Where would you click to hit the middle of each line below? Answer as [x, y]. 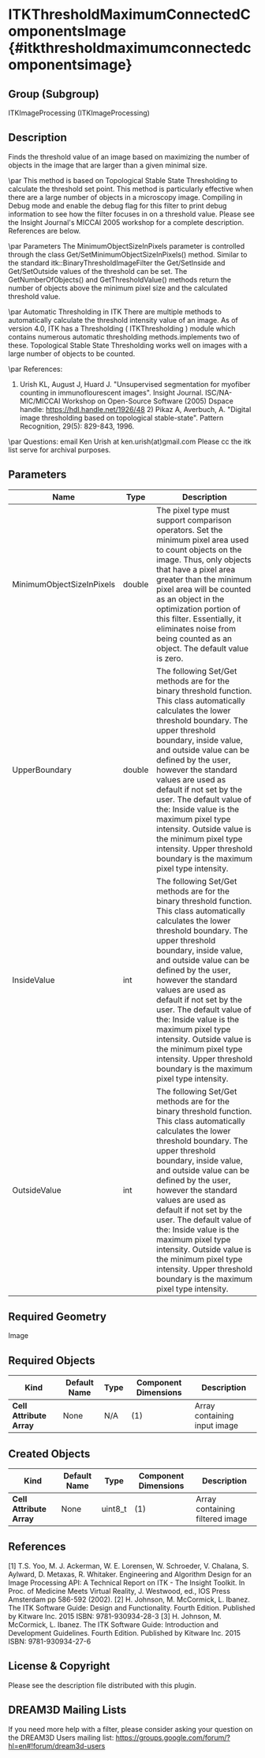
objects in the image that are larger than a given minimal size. [108, 165]
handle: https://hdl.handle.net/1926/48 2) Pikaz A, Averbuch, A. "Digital [135, 409]
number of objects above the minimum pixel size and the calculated [118, 288]
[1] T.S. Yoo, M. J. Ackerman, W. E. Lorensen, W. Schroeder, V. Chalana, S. [129, 1565]
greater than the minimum [204, 579]
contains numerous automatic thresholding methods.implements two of [124, 336]
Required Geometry [57, 1317]
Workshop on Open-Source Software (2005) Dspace [148, 401]
